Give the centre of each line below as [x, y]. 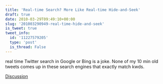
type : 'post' [23, 42]
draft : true [18, 14]
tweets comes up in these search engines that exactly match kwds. [75, 66]
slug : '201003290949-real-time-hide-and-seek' [55, 24]
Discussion [17, 76]
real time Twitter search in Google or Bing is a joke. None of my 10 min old [82, 61]
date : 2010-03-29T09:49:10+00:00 [40, 19]
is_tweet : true [21, 28]
